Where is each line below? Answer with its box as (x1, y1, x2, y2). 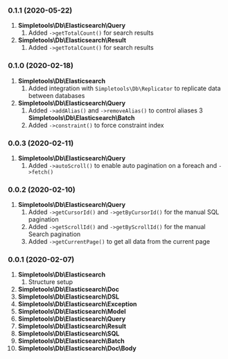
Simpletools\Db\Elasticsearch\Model (17, 308, 127, 316)
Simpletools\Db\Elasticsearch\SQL (17, 329, 120, 338)
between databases (28, 91, 85, 99)
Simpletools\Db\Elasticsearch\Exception (17, 300, 137, 308)
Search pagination (28, 230, 81, 238)
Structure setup (28, 278, 73, 286)
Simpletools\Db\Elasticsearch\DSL (17, 292, 120, 301)
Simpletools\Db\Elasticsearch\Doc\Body (17, 344, 137, 353)
